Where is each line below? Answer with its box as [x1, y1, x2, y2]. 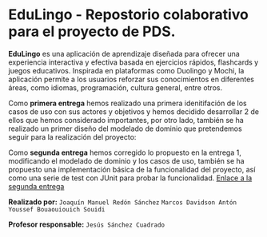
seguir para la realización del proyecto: [8, 132, 137, 141]
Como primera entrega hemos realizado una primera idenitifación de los [8, 98, 248, 108]
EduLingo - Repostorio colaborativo [8, 6, 249, 24]
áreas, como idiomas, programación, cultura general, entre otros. [8, 82, 222, 93]
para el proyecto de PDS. [8, 22, 176, 41]
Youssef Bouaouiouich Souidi [8, 205, 106, 213]
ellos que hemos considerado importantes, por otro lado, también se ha [8, 115, 244, 124]
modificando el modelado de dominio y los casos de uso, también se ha [8, 156, 245, 165]
